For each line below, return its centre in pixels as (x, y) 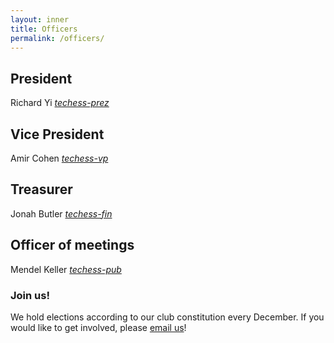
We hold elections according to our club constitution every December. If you (167, 317)
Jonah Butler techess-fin (61, 213)
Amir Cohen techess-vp (59, 158)
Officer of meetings (72, 245)
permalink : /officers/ (57, 38)
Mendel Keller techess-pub (66, 269)
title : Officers (44, 29)
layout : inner (40, 19)
